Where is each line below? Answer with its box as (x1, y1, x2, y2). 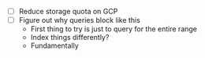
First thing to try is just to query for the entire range (30, 24, 198, 34)
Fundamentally (30, 41, 80, 50)
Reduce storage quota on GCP (18, 7, 118, 16)
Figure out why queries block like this (18, 16, 141, 25)
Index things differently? (30, 33, 110, 42)
